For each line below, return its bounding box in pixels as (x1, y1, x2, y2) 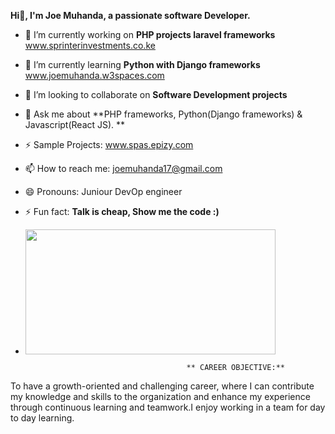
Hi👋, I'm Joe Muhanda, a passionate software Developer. (10, 10, 251, 21)
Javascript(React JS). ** (24, 119, 126, 130)
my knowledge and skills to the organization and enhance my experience (10, 391, 311, 402)
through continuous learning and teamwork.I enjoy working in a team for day (10, 401, 326, 413)
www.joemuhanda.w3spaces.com (24, 70, 165, 81)
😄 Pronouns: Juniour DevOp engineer (24, 186, 183, 197)
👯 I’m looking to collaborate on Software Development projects (24, 89, 288, 100)
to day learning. (10, 412, 75, 424)
